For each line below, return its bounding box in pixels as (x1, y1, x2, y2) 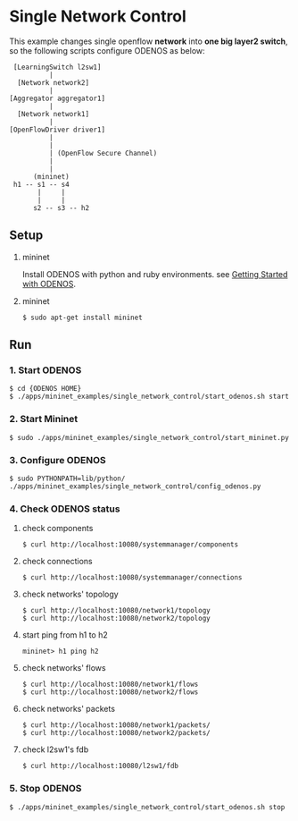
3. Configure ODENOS (9, 453, 106, 466)
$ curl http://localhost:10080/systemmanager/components (21, 540, 239, 549)
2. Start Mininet (9, 413, 79, 426)
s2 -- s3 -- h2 (32, 203, 90, 212)
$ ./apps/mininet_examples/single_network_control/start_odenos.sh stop (9, 802, 286, 811)
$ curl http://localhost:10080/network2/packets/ (21, 729, 211, 738)
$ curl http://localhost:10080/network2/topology (21, 614, 211, 623)
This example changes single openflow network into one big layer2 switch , (9, 36, 288, 47)
